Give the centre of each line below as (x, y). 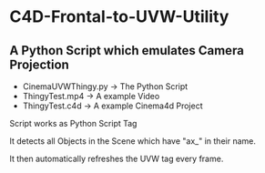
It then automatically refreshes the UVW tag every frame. (117, 158)
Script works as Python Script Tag (73, 123)
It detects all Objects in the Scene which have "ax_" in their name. (133, 141)
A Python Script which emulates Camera (127, 51)
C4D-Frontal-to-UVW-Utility (119, 17)
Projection (40, 64)
